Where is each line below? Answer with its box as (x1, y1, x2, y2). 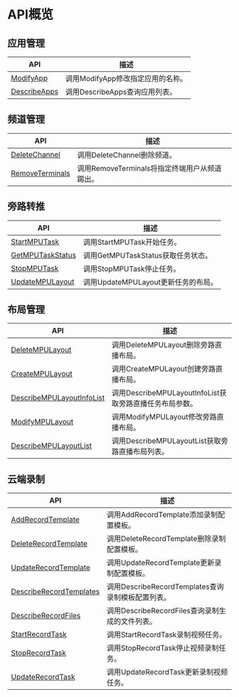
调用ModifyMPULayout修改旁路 (111, 412, 217, 422)
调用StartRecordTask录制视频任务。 (106, 630, 227, 640)
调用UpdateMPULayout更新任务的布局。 (83, 277, 218, 287)
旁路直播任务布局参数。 (118, 399, 198, 409)
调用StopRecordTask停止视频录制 (106, 643, 219, 653)
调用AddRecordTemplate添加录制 (106, 510, 218, 520)
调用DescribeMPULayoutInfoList (111, 388, 220, 398)
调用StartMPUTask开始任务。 (83, 237, 181, 247)
